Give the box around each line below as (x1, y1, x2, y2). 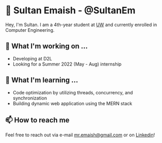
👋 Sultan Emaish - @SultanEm (5, 5, 136, 16)
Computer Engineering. (5, 27, 55, 33)
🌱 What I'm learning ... (5, 76, 79, 85)
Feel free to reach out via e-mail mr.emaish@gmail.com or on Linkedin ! (5, 132, 155, 138)
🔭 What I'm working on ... (5, 42, 88, 51)
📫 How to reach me (5, 115, 70, 125)
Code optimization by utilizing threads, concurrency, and (12, 89, 133, 95)
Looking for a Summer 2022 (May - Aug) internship (12, 61, 122, 67)
